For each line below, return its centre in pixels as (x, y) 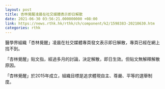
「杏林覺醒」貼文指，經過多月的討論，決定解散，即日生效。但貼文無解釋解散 (82, 59)
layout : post (18, 10)
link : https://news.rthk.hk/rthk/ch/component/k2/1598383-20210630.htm (80, 23)
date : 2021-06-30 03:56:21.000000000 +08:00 (51, 19)
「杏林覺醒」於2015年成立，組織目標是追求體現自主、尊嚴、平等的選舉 (77, 76)
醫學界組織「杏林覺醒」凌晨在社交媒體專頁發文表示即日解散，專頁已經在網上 (82, 43)
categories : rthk (23, 28)
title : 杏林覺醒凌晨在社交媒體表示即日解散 (44, 14)
